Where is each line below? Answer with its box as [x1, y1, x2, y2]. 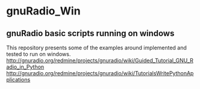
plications [6, 76, 31, 83]
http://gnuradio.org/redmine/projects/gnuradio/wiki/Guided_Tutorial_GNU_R [6, 57, 194, 64]
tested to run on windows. [6, 51, 71, 58]
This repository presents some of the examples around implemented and [6, 44, 187, 51]
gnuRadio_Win [6, 4, 81, 18]
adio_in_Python [6, 63, 45, 70]
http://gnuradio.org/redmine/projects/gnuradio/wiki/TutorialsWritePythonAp [6, 70, 194, 76]
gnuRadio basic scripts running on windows [6, 28, 175, 38]
